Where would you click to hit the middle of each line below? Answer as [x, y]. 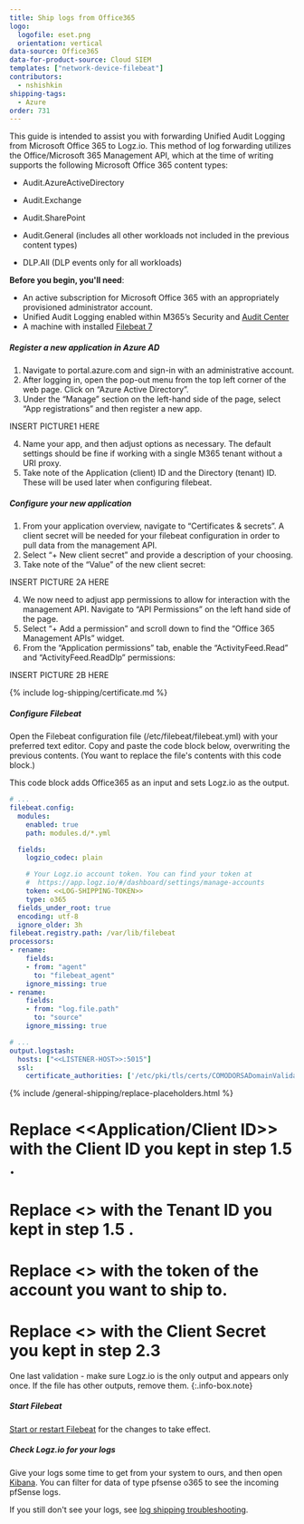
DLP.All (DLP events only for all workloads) [102, 263]
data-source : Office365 [54, 52]
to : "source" [58, 1018]
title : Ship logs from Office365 [72, 18]
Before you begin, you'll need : [67, 280]
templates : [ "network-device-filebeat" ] [87, 69]
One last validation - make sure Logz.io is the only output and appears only [149, 1375]
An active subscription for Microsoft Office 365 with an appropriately [151, 298]
